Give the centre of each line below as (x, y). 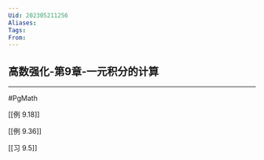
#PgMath (23, 99)
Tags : (17, 30)
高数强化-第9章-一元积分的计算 (84, 71)
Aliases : (22, 23)
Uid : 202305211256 (38, 15)
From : (17, 37)
